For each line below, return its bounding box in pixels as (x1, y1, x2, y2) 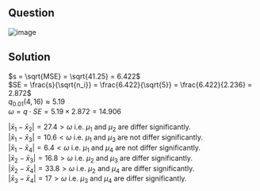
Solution (8, 51, 51, 64)
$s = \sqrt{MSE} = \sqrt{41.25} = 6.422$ (8, 71, 141, 81)
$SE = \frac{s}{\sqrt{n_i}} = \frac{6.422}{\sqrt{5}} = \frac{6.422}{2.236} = (8, 79, 253, 90)
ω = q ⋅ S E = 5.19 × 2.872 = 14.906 (8, 107, 121, 117)
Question (8, 6, 55, 20)
